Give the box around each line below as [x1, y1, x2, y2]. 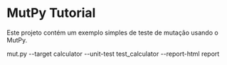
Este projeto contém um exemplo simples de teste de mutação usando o [6, 28, 218, 37]
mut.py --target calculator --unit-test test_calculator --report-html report [6, 49, 220, 58]
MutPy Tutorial [6, 5, 96, 21]
